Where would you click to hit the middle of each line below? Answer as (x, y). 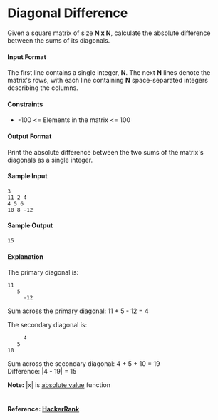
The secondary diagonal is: (47, 325)
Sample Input (27, 176)
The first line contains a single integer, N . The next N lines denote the (109, 73)
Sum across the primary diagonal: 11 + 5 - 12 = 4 (78, 311)
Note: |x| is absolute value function (59, 385)
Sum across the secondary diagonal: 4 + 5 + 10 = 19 (84, 364)
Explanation (26, 256)
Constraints (25, 104)
